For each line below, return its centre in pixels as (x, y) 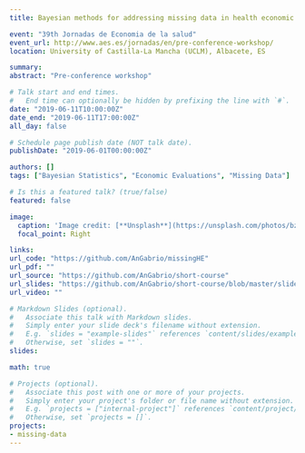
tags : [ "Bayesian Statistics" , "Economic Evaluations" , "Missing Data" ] (150, 176)
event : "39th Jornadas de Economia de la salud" (103, 34)
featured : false (40, 201)
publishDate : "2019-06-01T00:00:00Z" (81, 151)
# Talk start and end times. (64, 93)
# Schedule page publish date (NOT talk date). (101, 143)
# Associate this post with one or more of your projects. (128, 392)
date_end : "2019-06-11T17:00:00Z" (75, 118)
